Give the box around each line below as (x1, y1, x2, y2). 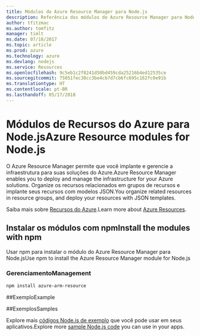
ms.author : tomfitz (6, 25, 55, 32)
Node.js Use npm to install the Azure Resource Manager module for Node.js (6, 254, 190, 262)
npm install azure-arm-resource (6, 282, 86, 289)
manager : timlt (6, 31, 44, 37)
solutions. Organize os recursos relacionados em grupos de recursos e (6, 181, 180, 188)
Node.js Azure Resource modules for (6, 130, 190, 144)
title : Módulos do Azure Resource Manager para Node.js (6, 8, 148, 15)
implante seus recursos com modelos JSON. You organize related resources (6, 188, 192, 195)
